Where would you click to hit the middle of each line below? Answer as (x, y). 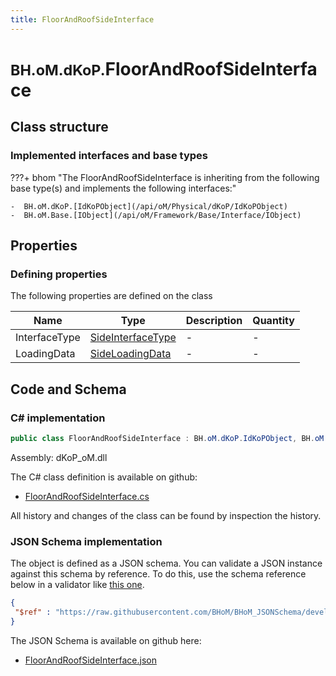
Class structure (59, 127)
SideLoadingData (130, 354)
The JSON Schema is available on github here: (106, 640)
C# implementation (58, 418)
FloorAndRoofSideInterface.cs (87, 496)
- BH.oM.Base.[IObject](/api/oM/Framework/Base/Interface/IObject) (156, 215)
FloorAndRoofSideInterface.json (90, 660)
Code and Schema (68, 389)
